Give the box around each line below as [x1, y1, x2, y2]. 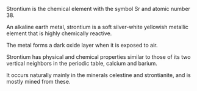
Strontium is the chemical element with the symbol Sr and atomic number [6, 5, 191, 12]
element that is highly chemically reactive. [6, 30, 112, 37]
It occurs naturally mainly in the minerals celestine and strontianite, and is [6, 72, 191, 78]
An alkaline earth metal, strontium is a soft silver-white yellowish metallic [6, 24, 189, 30]
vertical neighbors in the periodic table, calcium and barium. [6, 60, 157, 67]
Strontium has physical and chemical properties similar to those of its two [6, 53, 191, 60]
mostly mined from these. [6, 78, 71, 85]
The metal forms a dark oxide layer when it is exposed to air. [6, 42, 158, 49]
